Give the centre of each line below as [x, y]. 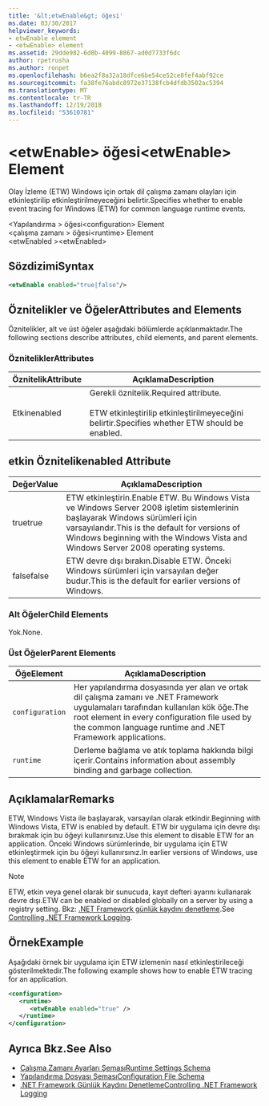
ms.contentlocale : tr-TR [50, 98]
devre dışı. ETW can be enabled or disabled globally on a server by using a [131, 900]
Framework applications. [120, 737]
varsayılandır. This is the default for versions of [153, 528]
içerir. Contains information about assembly [155, 760]
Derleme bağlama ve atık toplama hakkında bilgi [163, 751]
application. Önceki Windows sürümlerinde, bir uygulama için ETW [118, 844]
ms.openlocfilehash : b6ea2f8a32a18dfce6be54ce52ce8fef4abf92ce [116, 75]
